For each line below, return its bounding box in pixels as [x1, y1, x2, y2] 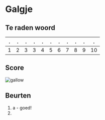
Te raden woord [5, 23, 55, 32]
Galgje [5, 3, 33, 15]
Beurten [5, 91, 31, 100]
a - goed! [12, 104, 32, 110]
